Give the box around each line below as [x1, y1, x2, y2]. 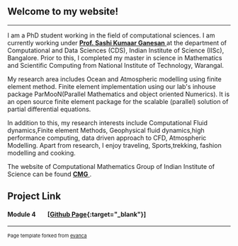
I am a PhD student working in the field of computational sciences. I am [7, 31, 215, 40]
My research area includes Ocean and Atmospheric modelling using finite [7, 74, 222, 83]
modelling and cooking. [7, 148, 76, 157]
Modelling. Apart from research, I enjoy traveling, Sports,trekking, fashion [7, 141, 222, 149]
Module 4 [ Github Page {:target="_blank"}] [7, 210, 147, 218]
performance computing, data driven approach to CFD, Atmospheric [7, 134, 207, 142]
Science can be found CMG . [7, 170, 92, 178]
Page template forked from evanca [7, 233, 87, 240]
